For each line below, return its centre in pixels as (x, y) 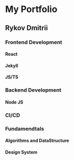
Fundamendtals (24, 128)
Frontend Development (34, 42)
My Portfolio (31, 9)
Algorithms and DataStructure (37, 141)
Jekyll (12, 65)
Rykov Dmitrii (26, 28)
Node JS (14, 102)
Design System (21, 152)
